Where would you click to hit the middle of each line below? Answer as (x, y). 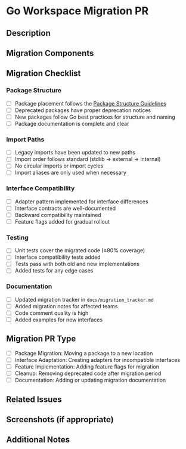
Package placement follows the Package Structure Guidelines (91, 103)
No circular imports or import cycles (59, 166)
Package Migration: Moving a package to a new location (84, 353)
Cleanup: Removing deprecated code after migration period (88, 373)
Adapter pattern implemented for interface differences (81, 202)
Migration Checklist (44, 74)
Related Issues (34, 399)
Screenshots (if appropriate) (60, 419)
